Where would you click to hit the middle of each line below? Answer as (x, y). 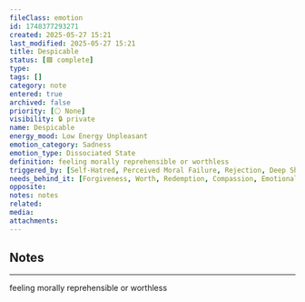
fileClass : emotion (46, 18)
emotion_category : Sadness (60, 145)
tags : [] (26, 77)
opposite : (28, 187)
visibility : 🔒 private (52, 119)
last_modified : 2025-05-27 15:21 (73, 43)
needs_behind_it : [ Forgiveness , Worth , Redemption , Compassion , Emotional (154, 178)
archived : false (40, 102)
